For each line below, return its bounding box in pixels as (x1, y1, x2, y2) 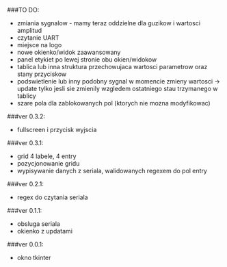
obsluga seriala (16, 220, 60, 228)
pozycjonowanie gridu (16, 160, 80, 167)
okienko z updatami (16, 227, 73, 235)
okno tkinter (16, 253, 51, 262)
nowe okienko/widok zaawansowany (16, 48, 121, 56)
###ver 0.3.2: (7, 112, 46, 120)
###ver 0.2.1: (7, 180, 44, 188)
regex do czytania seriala (16, 193, 88, 201)
